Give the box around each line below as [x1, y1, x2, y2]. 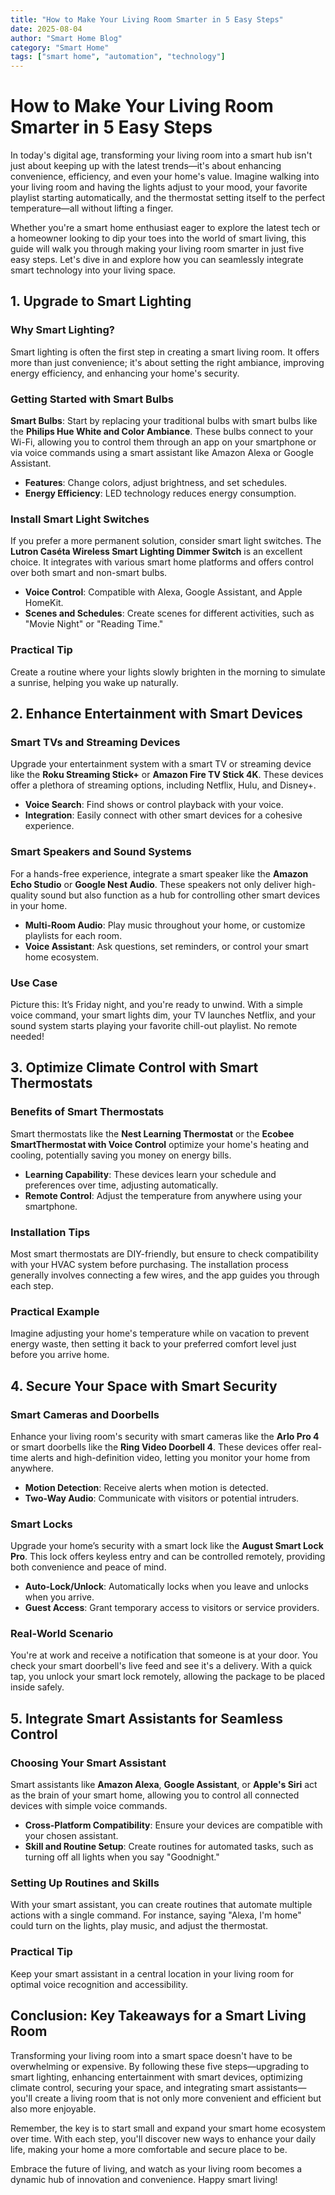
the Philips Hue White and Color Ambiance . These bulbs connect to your [10, 426, 314, 438]
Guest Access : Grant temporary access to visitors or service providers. [24, 1602, 320, 1614]
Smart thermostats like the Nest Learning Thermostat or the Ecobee [10, 1127, 295, 1140]
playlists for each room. [24, 929, 123, 941]
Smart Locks [10, 1517, 73, 1531]
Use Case [10, 976, 58, 990]
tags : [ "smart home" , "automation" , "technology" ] [10, 52, 226, 62]
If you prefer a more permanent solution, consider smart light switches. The [10, 535, 322, 547]
